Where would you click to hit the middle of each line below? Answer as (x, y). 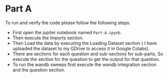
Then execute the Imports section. (48, 38)
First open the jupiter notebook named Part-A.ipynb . (67, 32)
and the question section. (39, 70)
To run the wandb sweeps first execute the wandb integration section (85, 64)
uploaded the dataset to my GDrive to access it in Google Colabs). (81, 48)
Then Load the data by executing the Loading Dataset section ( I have (85, 43)
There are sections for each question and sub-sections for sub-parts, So (88, 54)
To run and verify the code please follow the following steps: (68, 23)
